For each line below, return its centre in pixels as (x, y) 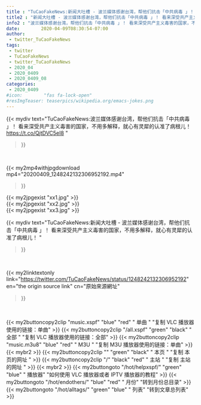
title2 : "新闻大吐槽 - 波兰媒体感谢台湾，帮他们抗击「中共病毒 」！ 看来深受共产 (98, 17)
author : (16, 34)
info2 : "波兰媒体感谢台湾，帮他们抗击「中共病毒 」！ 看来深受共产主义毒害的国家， (99, 23)
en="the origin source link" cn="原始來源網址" (63, 286)
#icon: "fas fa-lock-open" (49, 95)
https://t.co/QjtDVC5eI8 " (37, 133)
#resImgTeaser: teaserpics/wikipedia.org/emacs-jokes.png (80, 101)
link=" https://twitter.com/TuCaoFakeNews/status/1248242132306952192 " (98, 279)
